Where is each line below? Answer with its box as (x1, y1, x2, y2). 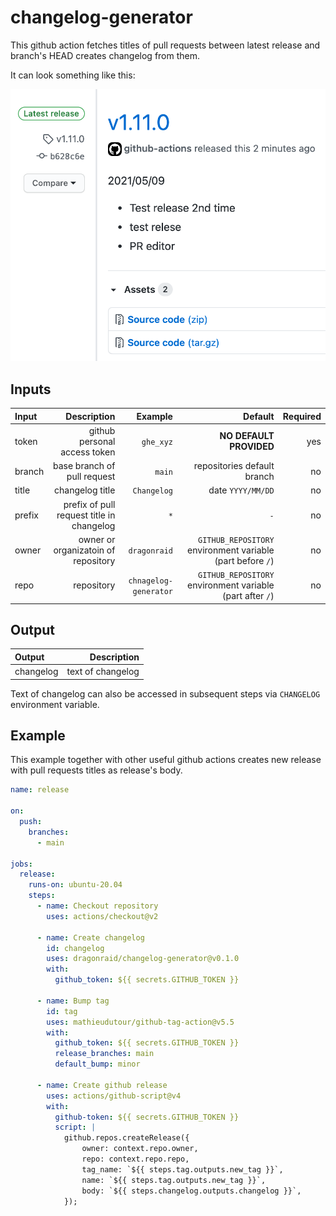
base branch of (52, 460, 116, 472)
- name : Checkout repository (36, 901, 159, 911)
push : (19, 817, 43, 827)
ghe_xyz (141, 437, 173, 447)
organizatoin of (53, 544, 116, 556)
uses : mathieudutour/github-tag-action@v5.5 (46, 1017, 235, 1027)
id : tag (46, 1006, 78, 1016)
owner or (78, 533, 116, 545)
